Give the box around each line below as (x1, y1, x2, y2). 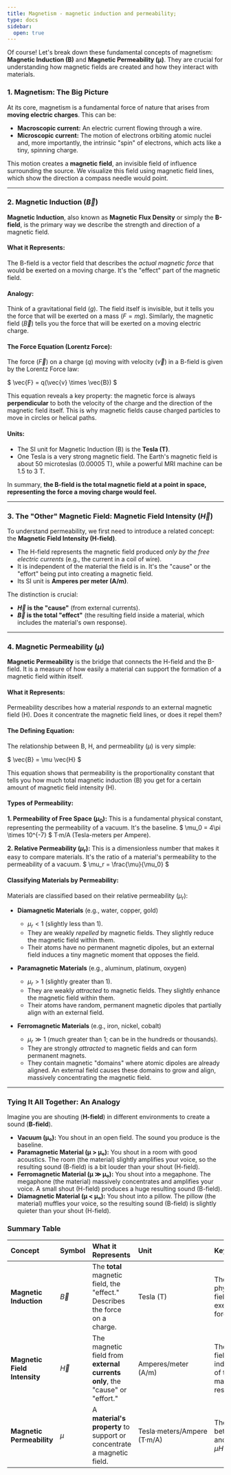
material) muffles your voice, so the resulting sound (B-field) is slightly (16, 1199, 217, 1207)
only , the (91, 1376, 122, 1386)
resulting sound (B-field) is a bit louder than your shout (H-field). (16, 1163, 201, 1171)
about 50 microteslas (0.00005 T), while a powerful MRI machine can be (16, 459, 223, 468)
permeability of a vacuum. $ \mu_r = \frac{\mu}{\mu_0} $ (7, 860, 170, 869)
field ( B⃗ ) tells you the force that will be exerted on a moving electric (7, 319, 201, 328)
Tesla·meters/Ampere (137, 1427, 208, 1436)
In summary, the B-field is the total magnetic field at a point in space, (7, 480, 207, 488)
